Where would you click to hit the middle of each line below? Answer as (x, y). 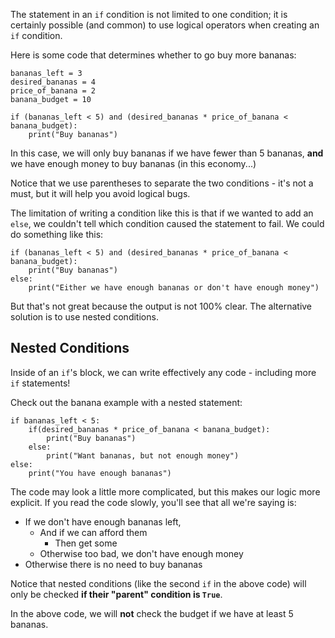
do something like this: (57, 234)
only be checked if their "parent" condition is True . (116, 594)
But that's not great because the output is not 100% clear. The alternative (161, 306)
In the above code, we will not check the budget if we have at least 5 (152, 613)
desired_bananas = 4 (53, 82)
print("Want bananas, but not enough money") (143, 455)
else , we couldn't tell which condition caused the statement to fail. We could (167, 223)
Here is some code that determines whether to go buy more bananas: (153, 55)
